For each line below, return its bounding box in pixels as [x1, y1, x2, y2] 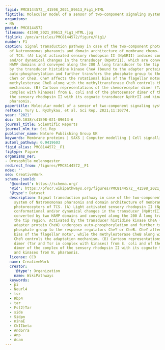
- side [9, 310, 23, 315]
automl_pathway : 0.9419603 [5, 140, 60, 145]
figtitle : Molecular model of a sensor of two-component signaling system [5, 12, 162, 17]
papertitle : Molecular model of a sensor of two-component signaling [5, 104, 151, 108]
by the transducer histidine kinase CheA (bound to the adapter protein [9, 67, 162, 72]
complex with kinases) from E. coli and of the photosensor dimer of [9, 90, 155, 95]
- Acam [9, 337, 23, 342]
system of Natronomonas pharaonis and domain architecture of [14, 200, 144, 205]
